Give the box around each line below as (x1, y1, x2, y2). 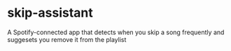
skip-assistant (7, 5, 93, 21)
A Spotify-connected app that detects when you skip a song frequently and (7, 28, 225, 36)
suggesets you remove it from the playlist (7, 35, 127, 43)
